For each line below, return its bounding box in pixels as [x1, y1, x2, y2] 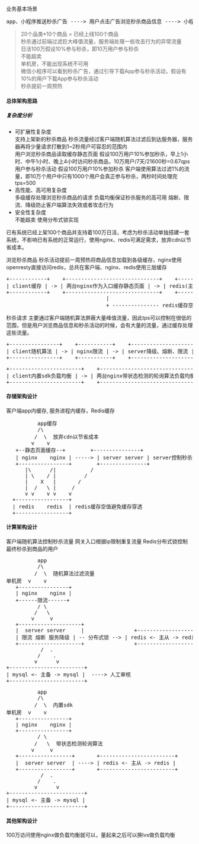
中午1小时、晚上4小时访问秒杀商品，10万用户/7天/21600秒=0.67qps [25, 158, 191, 165]
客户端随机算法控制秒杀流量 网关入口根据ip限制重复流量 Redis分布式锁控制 [6, 537, 188, 545]
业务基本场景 [6, 5, 37, 12]
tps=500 [14, 179, 36, 186]
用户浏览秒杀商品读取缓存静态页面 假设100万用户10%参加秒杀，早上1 [14, 150, 184, 158]
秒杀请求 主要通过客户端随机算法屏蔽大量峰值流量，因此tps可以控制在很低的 [6, 314, 192, 321]
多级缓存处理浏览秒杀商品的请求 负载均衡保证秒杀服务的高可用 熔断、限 [14, 194, 190, 201]
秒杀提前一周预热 [20, 83, 63, 89]
